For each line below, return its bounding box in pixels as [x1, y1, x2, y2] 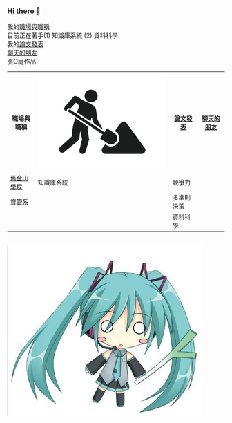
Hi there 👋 [7, 6, 41, 16]
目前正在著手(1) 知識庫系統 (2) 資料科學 [7, 31, 119, 40]
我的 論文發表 [7, 40, 43, 48]
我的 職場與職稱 [7, 23, 50, 31]
